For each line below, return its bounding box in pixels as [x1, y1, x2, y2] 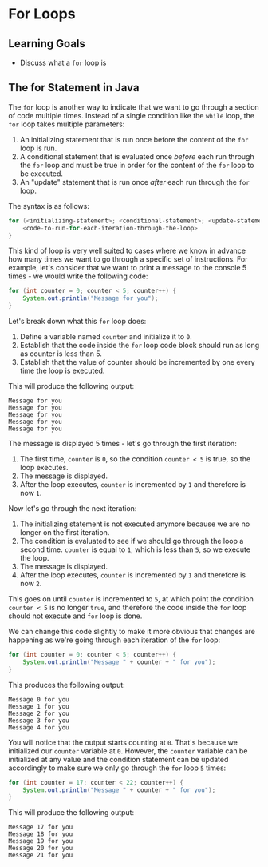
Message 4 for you [8, 723, 69, 732]
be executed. [19, 169, 64, 178]
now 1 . [19, 489, 42, 498]
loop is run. [19, 143, 57, 153]
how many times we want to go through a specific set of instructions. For [8, 254, 248, 264]
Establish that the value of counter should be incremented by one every [19, 358, 255, 367]
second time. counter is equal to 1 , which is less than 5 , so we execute [19, 545, 251, 554]
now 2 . [19, 579, 42, 589]
